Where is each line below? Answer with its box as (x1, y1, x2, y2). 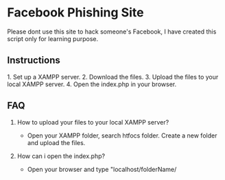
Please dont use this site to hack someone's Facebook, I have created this (7, 27, 217, 36)
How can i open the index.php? (16, 152, 105, 160)
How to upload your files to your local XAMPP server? (16, 118, 169, 126)
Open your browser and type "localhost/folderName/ (27, 165, 177, 173)
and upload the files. (27, 138, 86, 146)
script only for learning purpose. (7, 34, 98, 42)
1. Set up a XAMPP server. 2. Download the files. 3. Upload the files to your (7, 73, 219, 81)
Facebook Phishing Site (7, 5, 144, 21)
